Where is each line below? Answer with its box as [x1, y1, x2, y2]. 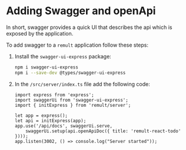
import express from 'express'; [14, 92, 94, 98]
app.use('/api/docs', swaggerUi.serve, [14, 123, 113, 129]
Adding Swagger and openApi [6, 4, 156, 18]
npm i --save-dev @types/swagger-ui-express [14, 70, 126, 76]
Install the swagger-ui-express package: [14, 53, 112, 60]
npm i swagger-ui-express [14, 64, 78, 70]
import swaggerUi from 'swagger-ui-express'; [14, 97, 128, 103]
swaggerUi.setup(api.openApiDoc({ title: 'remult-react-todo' [25, 128, 181, 134]
